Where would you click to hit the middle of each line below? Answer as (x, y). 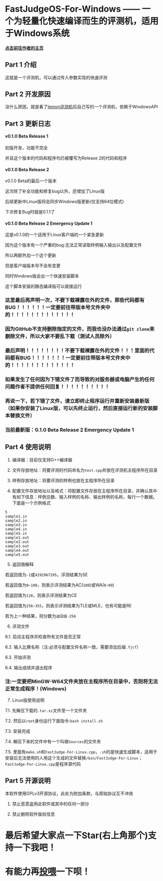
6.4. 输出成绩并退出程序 (29, 668)
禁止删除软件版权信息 (33, 814)
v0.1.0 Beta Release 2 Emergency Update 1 (49, 223)
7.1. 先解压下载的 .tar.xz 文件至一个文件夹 (46, 711)
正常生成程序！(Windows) (36, 688)
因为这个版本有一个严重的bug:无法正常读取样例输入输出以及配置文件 (73, 245)
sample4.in (16, 529)
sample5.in (16, 533)
